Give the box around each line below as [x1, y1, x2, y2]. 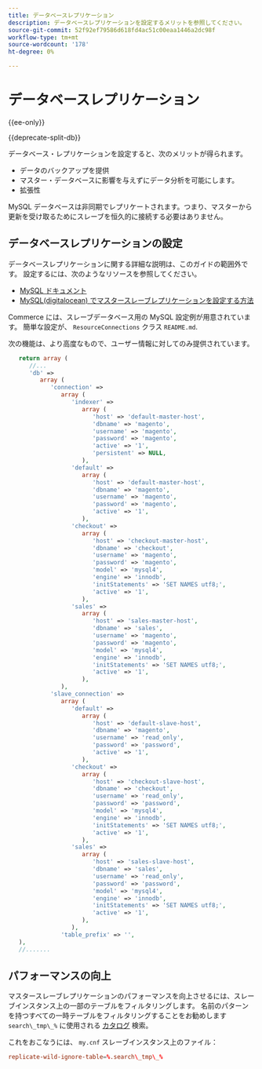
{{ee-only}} [8, 117, 45, 126]
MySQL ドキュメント [19, 286, 87, 295]
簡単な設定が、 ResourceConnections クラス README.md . [23, 322, 198, 331]
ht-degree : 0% [8, 48, 55, 56]
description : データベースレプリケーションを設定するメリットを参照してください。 [8, 19, 246, 27]
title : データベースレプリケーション [8, 11, 115, 20]
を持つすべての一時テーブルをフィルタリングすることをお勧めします [8, 1011, 227, 1020]
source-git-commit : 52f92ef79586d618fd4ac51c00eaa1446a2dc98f [8, 26, 216, 34]
